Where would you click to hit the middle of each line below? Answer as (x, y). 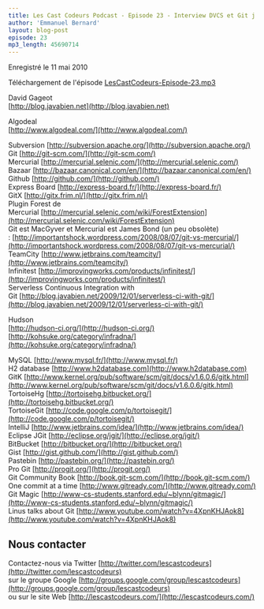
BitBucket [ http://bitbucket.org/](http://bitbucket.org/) (95, 444)
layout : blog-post (38, 30)
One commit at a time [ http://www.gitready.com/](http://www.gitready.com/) (132, 486)
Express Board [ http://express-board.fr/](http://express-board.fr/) (115, 187)
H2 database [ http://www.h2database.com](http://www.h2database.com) (128, 368)
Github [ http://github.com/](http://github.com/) (84, 179)
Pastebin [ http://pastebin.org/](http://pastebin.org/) (91, 461)
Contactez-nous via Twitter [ (54, 563)
